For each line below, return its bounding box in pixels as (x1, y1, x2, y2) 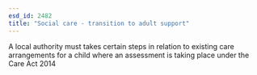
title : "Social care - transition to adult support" (8, 19, 190, 27)
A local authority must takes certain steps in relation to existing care (8, 41, 234, 51)
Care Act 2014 (8, 58, 57, 69)
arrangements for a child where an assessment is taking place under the (8, 50, 250, 60)
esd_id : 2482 (8, 11, 53, 20)
